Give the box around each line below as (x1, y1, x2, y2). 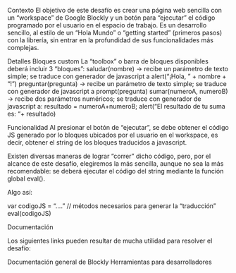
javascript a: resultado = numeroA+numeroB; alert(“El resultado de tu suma (7, 102, 225, 110)
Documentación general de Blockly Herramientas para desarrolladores (7, 257, 213, 266)
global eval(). (7, 174, 46, 183)
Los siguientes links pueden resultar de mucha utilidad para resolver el (7, 236, 213, 245)
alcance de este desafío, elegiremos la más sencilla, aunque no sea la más (7, 159, 224, 168)
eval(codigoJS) (7, 210, 51, 217)
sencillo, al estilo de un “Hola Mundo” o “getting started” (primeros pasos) (7, 28, 223, 37)
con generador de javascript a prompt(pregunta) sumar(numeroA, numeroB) (7, 87, 228, 95)
